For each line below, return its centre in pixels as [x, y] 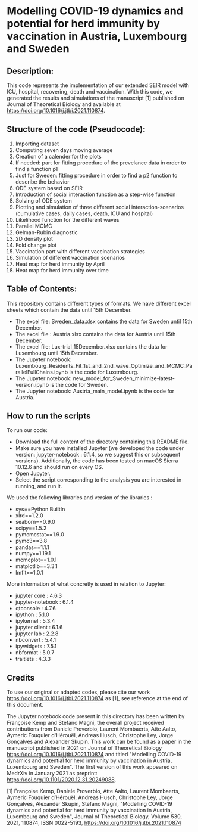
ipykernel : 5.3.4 [35, 621]
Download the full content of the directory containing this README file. [102, 442]
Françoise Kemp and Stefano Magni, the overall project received [85, 723]
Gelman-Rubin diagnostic [46, 232]
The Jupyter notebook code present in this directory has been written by [96, 716]
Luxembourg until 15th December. [57, 353]
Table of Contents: [42, 289]
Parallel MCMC [34, 226]
